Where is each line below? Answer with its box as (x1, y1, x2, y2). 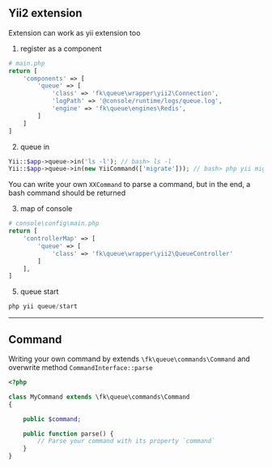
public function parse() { (23, 429, 114, 438)
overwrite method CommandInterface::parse (8, 363, 153, 372)
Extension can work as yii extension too (8, 28, 141, 37)
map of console (19, 204, 73, 214)
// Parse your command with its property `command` (37, 437, 216, 445)
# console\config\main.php (8, 219, 100, 228)
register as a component (19, 44, 103, 53)
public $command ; (23, 415, 82, 423)
